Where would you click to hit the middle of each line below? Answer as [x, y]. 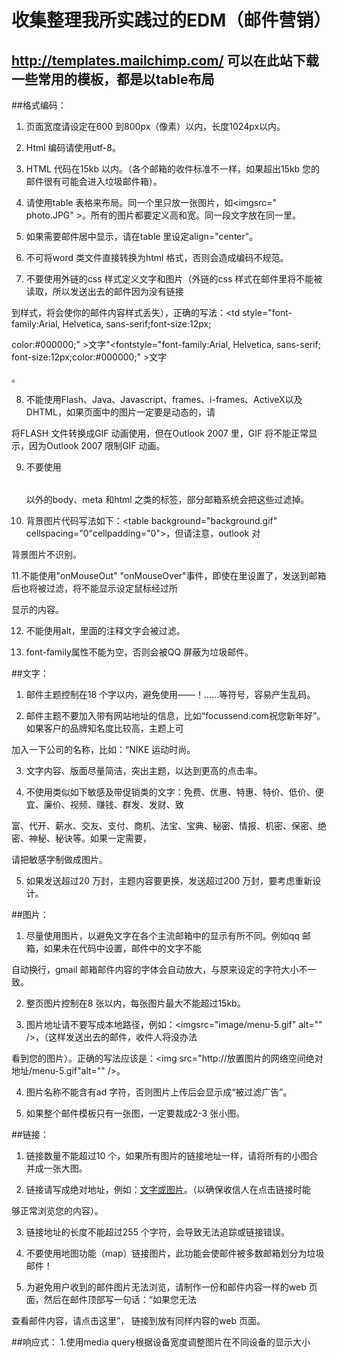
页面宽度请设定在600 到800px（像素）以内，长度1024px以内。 [155, 126]
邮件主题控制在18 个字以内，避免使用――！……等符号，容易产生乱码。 [170, 694]
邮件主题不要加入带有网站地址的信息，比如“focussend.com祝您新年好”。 [175, 715]
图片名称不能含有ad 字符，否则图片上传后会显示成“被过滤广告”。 [159, 1092]
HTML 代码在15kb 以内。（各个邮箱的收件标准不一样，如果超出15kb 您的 [173, 169]
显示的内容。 [37, 609]
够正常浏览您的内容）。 [57, 1210]
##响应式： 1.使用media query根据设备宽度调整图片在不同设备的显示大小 [161, 1342]
